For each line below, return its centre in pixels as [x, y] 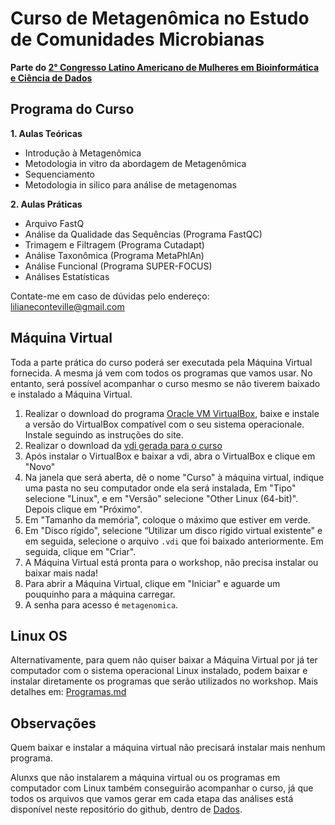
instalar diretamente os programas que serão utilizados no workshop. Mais [164, 681]
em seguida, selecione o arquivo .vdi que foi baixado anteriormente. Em [174, 541]
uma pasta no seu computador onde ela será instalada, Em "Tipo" [160, 488]
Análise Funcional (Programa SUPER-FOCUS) [118, 266]
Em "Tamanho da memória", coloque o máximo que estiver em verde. [167, 519]
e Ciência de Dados [51, 78]
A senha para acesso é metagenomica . [101, 604]
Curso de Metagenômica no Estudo [160, 18]
